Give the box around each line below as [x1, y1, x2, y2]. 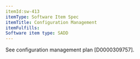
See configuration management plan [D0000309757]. [5, 46, 135, 53]
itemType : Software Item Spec [5, 14, 79, 20]
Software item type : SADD [5, 30, 68, 36]
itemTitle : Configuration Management [5, 19, 97, 25]
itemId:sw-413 [5, 8, 40, 15]
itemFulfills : [5, 25, 40, 31]
